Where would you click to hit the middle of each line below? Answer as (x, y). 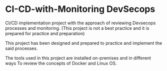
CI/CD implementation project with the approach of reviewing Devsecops (80, 23)
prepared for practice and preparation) (45, 33)
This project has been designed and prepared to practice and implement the (84, 43)
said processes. (21, 48)
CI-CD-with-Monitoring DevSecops (80, 9)
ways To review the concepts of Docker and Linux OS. (61, 63)
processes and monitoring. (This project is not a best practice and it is (77, 28)
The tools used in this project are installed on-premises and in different (78, 58)
